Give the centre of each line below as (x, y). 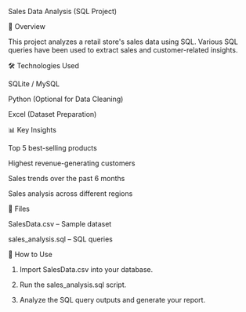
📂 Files (19, 209)
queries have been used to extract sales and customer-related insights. (123, 50)
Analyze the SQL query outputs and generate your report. (112, 300)
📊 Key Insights (33, 130)
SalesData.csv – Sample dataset (60, 224)
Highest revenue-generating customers (72, 163)
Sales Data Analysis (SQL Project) (63, 11)
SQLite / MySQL (34, 84)
